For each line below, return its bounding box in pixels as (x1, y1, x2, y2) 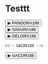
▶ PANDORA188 (7, 20, 40, 25)
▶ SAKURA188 (7, 27, 36, 32)
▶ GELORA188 (7, 33, 36, 39)
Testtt (5, 3, 30, 14)
